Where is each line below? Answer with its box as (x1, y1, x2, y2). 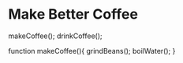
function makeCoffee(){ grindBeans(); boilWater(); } (8, 46, 176, 55)
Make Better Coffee (8, 5, 138, 23)
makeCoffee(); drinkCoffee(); (8, 31, 103, 40)
